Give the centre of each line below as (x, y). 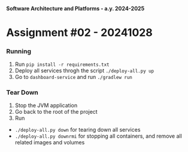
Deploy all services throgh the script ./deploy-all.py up (84, 71)
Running (19, 51)
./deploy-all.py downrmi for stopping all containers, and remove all (98, 136)
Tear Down (22, 92)
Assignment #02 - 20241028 (79, 32)
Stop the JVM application (46, 105)
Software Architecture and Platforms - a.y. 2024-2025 (75, 8)
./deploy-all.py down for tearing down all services (78, 130)
